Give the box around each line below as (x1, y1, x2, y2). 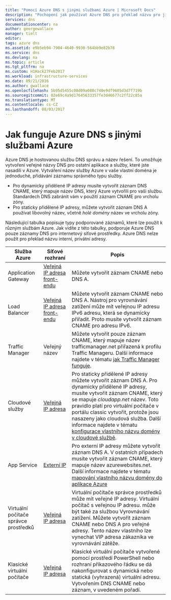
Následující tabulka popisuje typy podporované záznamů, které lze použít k (5, 220, 163, 226)
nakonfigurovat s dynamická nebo (71, 567, 153, 574)
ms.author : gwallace (5, 83, 49, 88)
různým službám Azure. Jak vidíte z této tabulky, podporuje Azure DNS (5, 225, 154, 231)
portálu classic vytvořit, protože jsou (71, 408, 159, 416)
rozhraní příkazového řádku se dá (71, 561, 152, 568)
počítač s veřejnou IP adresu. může (71, 501, 156, 508)
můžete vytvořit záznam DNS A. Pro (71, 376, 158, 384)
